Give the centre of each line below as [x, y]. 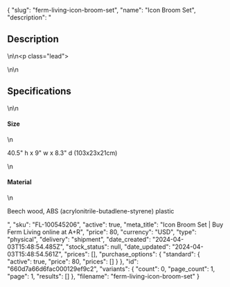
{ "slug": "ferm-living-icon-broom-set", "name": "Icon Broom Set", [101, 10]
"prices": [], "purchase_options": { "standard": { [132, 254]
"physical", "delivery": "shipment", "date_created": [79, 240]
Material [19, 182]
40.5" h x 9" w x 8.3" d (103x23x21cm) [62, 153]
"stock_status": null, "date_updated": [118, 247]
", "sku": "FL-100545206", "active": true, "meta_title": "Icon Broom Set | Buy [115, 224]
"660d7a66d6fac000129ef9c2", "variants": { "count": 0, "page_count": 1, [111, 269]
